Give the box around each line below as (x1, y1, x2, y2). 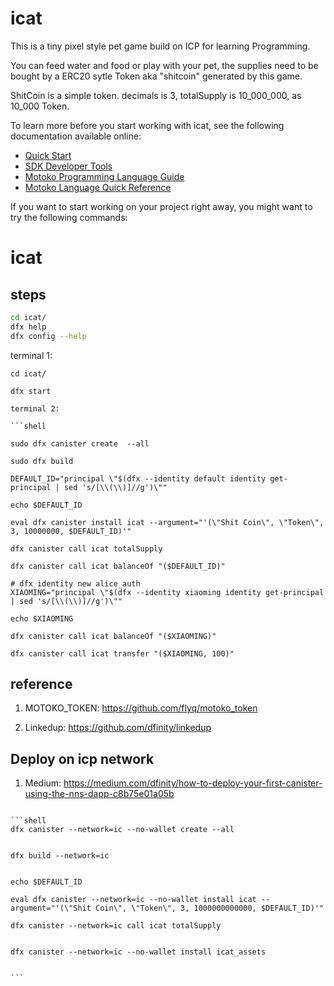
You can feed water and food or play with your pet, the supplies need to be (10, 59, 319, 71)
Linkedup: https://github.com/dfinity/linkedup (24, 722, 212, 734)
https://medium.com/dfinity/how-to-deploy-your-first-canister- (63, 777, 323, 789)
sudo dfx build (10, 456, 74, 466)
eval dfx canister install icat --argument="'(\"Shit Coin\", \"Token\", (10, 517, 325, 527)
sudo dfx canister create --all (10, 438, 150, 449)
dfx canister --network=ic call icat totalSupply (10, 921, 222, 931)
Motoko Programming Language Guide (24, 170, 185, 182)
